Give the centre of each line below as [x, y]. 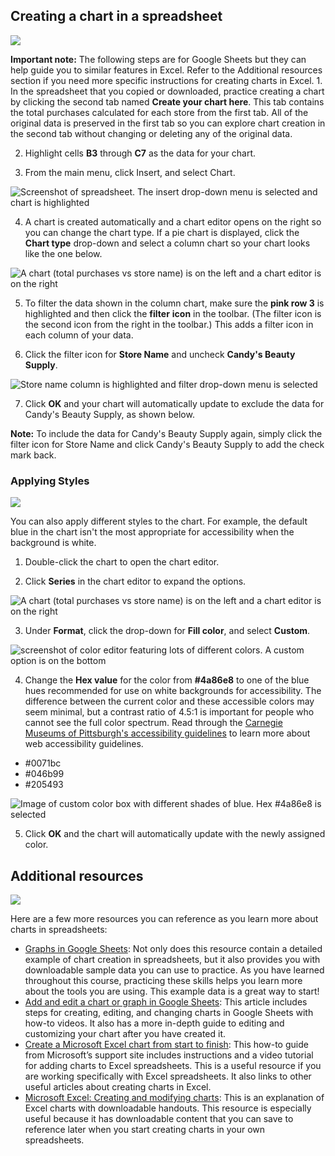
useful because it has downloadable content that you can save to [159, 1118]
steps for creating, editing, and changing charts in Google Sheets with [169, 1012]
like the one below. [63, 253]
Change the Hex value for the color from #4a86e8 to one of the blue [167, 680]
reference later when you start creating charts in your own [145, 1129]
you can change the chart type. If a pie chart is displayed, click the [162, 232]
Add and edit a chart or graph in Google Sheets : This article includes [166, 1001]
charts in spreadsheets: [59, 929]
